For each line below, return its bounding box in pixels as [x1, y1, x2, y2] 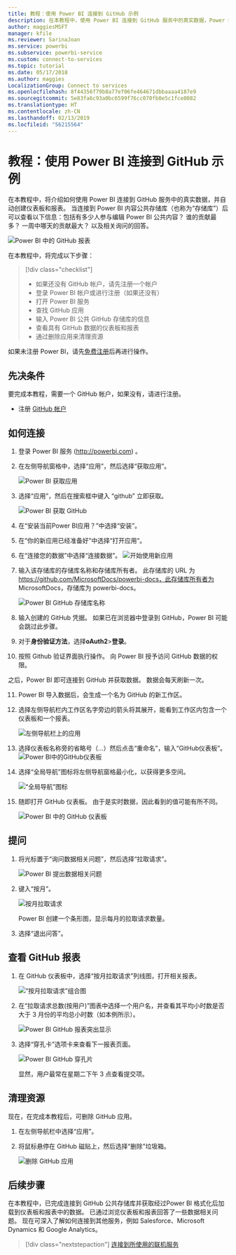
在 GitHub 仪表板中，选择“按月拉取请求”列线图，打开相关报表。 [18, 971, 201, 980]
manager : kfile [8, 29, 53, 37]
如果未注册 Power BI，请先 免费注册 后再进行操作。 [8, 348, 153, 356]
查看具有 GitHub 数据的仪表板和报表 [35, 324, 139, 332]
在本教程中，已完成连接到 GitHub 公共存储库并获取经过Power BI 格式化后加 [8, 1199, 225, 1207]
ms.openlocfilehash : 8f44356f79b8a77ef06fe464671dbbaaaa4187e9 [8, 88, 197, 95]
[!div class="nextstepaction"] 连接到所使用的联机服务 [25, 1240, 179, 1249]
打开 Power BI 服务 [35, 297, 90, 306]
